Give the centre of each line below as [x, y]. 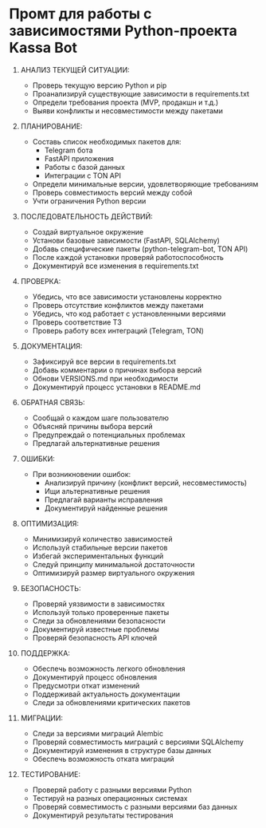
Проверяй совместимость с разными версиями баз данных [135, 806]
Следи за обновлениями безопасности [99, 621]
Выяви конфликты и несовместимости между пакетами [128, 110]
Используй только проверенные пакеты [101, 612]
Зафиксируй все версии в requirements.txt [104, 361]
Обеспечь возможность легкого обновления [109, 668]
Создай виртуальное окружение [88, 231]
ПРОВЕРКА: [41, 281]
